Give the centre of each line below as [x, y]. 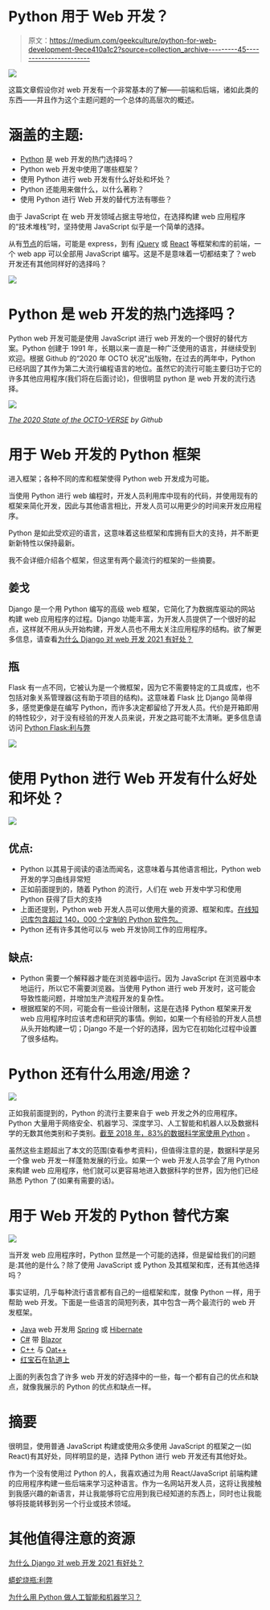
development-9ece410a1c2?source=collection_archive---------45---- [143, 49]
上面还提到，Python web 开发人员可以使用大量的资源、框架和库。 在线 [136, 910]
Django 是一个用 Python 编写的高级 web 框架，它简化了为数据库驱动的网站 [132, 609]
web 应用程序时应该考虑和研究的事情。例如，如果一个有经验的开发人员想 [141, 1018]
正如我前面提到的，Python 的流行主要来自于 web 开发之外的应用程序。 [125, 1113]
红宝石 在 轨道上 [45, 1359]
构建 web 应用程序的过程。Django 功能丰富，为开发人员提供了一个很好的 [129, 619]
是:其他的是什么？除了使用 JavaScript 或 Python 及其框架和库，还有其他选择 [134, 1265]
